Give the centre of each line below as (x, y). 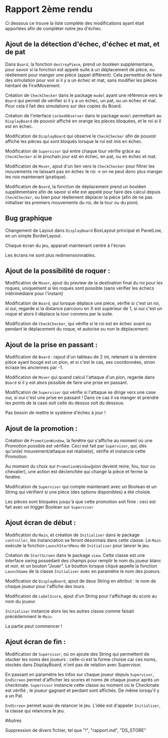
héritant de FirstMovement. (33, 85)
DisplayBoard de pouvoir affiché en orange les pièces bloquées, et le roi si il (83, 121)
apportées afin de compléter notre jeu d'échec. (54, 28)
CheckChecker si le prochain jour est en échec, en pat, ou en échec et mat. (81, 156)
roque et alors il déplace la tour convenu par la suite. (59, 314)
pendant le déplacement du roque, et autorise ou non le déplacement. (77, 329)
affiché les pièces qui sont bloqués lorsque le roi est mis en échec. (74, 141)
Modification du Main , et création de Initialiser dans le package (72, 535)
